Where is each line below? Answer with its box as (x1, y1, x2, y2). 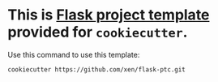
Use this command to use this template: (7, 50, 140, 59)
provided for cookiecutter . (7, 23, 188, 41)
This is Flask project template (7, 6, 210, 24)
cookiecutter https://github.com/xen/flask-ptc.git (7, 65, 186, 74)
